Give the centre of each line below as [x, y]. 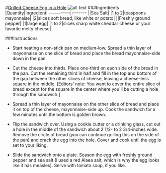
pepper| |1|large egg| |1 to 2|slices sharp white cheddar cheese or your [78, 23]
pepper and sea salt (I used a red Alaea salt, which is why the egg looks [86, 160]
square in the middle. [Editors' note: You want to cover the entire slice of [86, 84]
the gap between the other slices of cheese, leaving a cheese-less [81, 79]
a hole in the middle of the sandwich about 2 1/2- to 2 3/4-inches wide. [85, 129]
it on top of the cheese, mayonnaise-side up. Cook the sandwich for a [84, 109]
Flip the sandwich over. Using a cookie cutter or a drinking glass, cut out [86, 124]
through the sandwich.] [36, 94]
